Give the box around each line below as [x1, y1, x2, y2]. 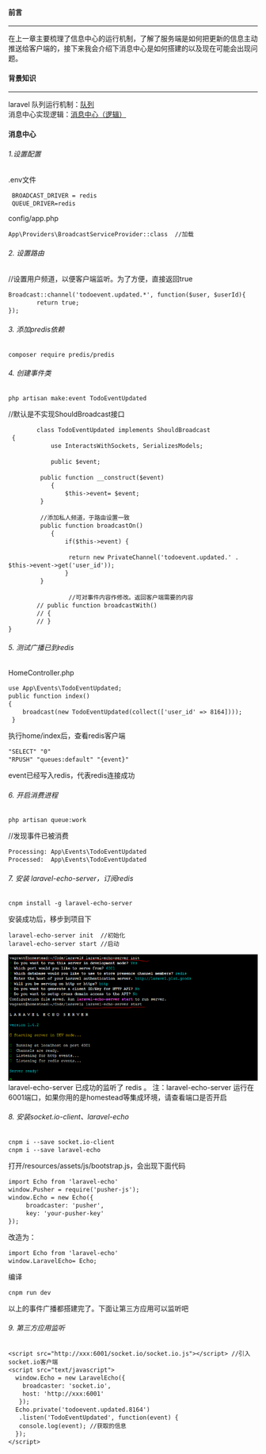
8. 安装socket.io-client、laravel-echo [8, 1112, 129, 1122]
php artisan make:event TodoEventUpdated [8, 394, 147, 402]
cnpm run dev [8, 1288, 51, 1296]
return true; [36, 299, 80, 307]
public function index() [8, 692, 90, 701]
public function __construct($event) [40, 473, 165, 481]
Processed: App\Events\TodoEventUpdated [8, 856, 147, 864]
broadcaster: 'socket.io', [22, 1382, 112, 1391]
